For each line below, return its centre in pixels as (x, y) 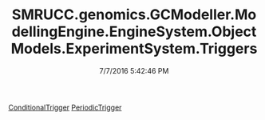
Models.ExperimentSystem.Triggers (134, 49)
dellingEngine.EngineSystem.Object (134, 32)
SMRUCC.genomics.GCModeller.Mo (134, 15)
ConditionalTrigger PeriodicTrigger (65, 107)
